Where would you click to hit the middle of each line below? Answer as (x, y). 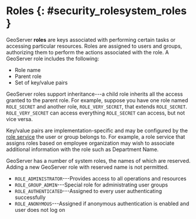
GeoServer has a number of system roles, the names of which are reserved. (98, 161)
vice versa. (19, 119)
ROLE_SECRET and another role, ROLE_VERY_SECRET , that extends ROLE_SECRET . (97, 106)
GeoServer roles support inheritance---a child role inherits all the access (94, 94)
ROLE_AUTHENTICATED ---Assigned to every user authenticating (88, 191)
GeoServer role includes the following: (53, 58)
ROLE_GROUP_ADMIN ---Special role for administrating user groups (91, 185)
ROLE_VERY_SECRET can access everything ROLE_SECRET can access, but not (95, 113)
